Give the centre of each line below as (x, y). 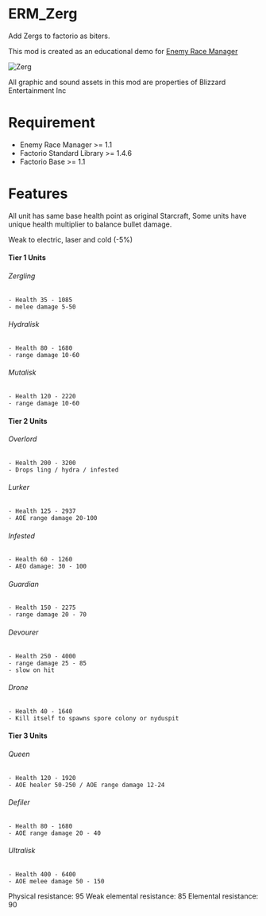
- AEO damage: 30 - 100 (48, 567)
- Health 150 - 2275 (42, 608)
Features (38, 194)
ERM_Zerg (43, 14)
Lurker (19, 487)
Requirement (52, 123)
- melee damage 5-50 (42, 307)
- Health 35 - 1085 (40, 300)
